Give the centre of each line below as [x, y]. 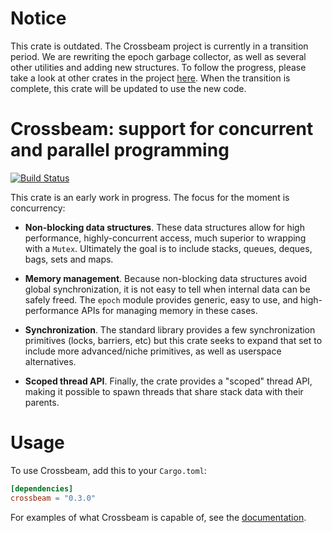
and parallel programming [120, 150]
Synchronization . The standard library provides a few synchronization [170, 329]
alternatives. [50, 361]
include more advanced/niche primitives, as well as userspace [153, 351]
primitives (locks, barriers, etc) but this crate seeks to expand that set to [173, 340]
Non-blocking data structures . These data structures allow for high [164, 227]
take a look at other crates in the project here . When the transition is [150, 78]
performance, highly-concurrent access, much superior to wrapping [165, 238]
